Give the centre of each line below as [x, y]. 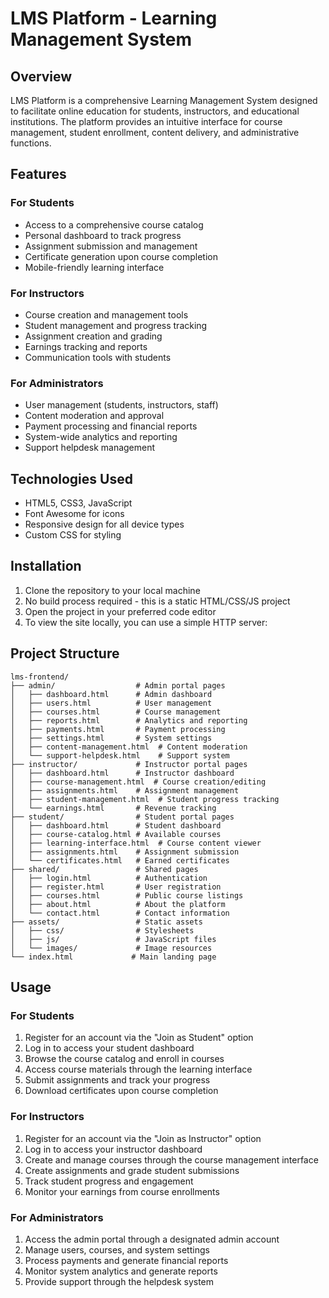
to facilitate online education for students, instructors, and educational [155, 111]
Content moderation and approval [94, 416]
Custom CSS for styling [73, 535]
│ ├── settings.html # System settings [111, 738]
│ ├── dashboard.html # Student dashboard [116, 825]
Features [38, 174]
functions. [31, 143]
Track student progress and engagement [109, 1181]
